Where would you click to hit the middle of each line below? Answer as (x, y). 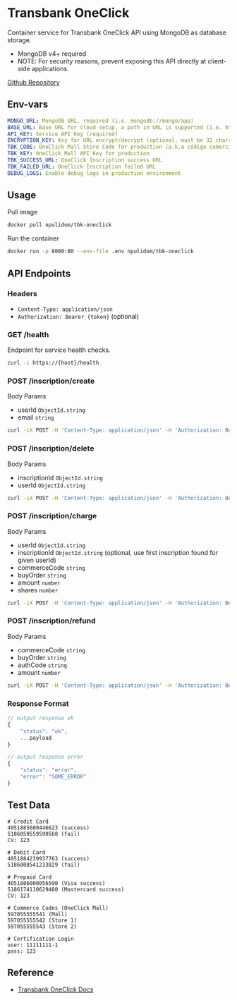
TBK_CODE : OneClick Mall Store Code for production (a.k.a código (107, 147)
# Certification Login (41, 939)
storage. (19, 39)
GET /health (28, 334)
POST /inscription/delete (51, 449)
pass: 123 (22, 951)
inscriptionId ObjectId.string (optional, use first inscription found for (118, 552)
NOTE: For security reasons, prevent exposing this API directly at (112, 61)
